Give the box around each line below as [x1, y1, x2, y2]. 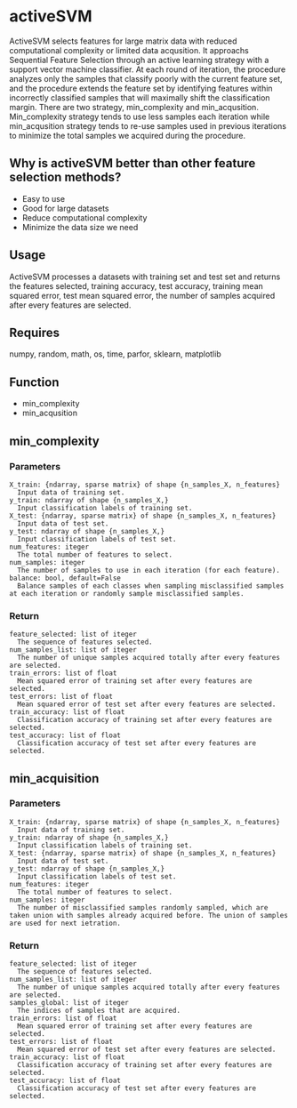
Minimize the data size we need [21, 221, 139, 232]
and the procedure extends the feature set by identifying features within [9, 83, 273, 93]
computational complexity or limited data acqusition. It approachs [9, 44, 249, 55]
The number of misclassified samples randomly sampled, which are [17, 903, 269, 912]
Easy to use [21, 193, 65, 204]
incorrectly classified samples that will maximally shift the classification [9, 92, 270, 103]
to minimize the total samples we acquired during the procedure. [9, 130, 246, 141]
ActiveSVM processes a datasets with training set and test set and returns [9, 271, 281, 282]
